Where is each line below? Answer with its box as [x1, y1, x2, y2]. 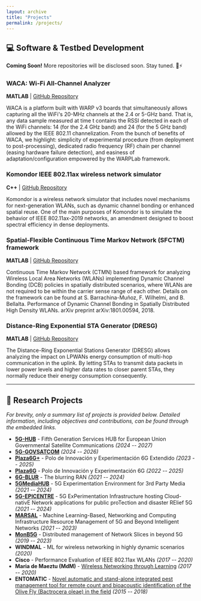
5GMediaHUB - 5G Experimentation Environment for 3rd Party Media [14, 480, 185, 487]
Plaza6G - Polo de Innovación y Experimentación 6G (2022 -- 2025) [14, 468, 184, 475]
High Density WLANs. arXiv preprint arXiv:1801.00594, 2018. [6, 306, 155, 314]
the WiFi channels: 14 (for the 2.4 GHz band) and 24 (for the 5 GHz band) [6, 123, 187, 130]
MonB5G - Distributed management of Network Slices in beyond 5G [14, 531, 183, 538]
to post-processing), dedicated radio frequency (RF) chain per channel [6, 142, 181, 150]
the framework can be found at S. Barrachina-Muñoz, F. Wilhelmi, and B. [6, 294, 185, 301]
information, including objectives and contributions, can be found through [6, 417, 188, 425]
